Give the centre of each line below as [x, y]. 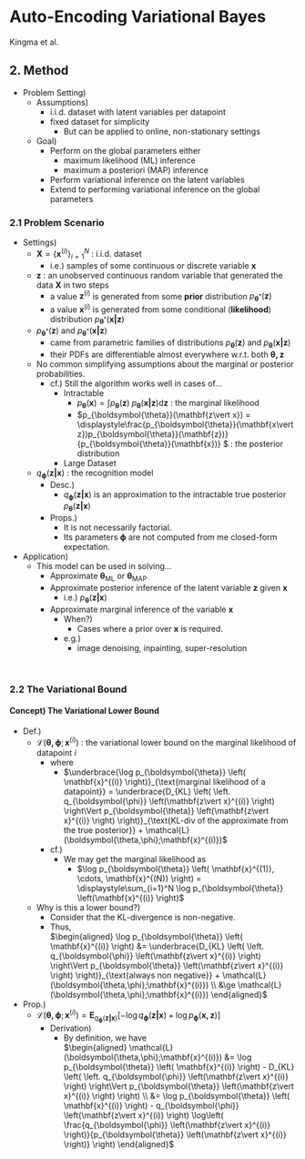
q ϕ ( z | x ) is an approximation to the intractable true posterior [175, 495]
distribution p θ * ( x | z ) [87, 320]
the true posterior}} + [103, 829]
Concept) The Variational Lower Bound [84, 711]
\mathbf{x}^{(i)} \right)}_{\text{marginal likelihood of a [164, 781]
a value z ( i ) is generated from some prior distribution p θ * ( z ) [161, 296]
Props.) [63, 518]
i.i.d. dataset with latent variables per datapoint [137, 112]
